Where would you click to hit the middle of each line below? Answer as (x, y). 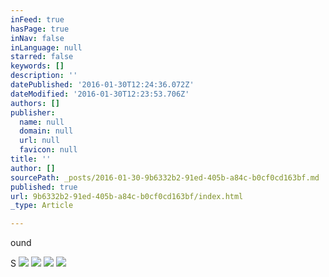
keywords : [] (37, 66)
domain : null (46, 131)
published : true (44, 187)
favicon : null (48, 150)
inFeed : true (37, 19)
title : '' (31, 159)
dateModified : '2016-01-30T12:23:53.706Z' (100, 94)
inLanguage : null (46, 47)
